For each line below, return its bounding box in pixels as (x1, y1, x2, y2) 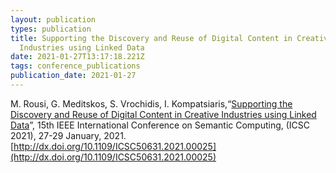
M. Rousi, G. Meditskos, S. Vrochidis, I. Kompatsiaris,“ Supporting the (10, 97, 293, 110)
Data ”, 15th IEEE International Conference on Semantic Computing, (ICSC (10, 119, 311, 131)
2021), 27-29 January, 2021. (10, 129, 127, 141)
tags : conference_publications (10, 61, 141, 71)
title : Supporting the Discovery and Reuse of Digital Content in (10, 33, 293, 43)
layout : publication (10, 14, 97, 25)
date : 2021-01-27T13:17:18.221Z (10, 52, 145, 62)
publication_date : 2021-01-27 (10, 71, 137, 81)
